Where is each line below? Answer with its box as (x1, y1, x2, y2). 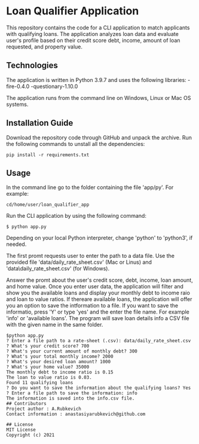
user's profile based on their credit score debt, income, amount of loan (6, 37, 180, 44)
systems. (6, 101, 29, 108)
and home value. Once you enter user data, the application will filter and (6, 283, 184, 290)
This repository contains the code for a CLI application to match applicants (6, 24, 190, 31)
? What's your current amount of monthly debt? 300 (6, 348, 137, 354)
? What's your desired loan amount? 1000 (6, 359, 111, 365)
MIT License (6, 427, 36, 433)
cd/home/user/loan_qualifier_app (6, 202, 90, 208)
